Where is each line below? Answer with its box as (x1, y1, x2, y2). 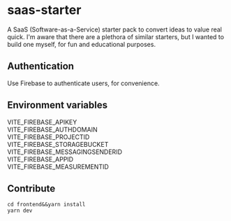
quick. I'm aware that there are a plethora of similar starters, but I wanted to (7, 32, 225, 41)
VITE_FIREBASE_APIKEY (7, 117, 77, 126)
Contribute (7, 183, 56, 194)
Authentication (7, 60, 75, 72)
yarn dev (7, 207, 33, 215)
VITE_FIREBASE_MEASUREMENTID (7, 162, 110, 171)
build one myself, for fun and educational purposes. (7, 40, 156, 48)
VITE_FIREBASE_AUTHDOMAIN (7, 125, 98, 134)
